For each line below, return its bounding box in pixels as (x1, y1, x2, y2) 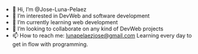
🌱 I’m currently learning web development (12, 19, 118, 25)
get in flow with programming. (12, 41, 88, 48)
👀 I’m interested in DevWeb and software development (12, 12, 150, 19)
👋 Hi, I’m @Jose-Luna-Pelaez (12, 6, 87, 13)
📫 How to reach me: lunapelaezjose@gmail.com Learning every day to (12, 32, 192, 39)
